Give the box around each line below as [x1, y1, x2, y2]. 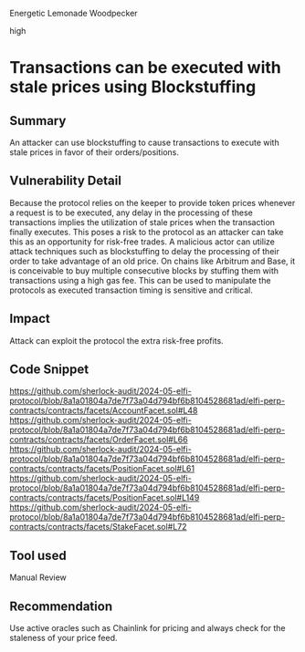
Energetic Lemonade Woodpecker [9, 8, 139, 18]
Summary [9, 113, 67, 129]
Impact [9, 311, 50, 326]
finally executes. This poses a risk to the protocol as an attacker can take [9, 226, 284, 237]
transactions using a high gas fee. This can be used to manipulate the [9, 274, 271, 285]
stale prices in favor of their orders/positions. [9, 147, 180, 158]
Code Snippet [9, 362, 89, 378]
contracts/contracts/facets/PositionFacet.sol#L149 [9, 492, 200, 503]
